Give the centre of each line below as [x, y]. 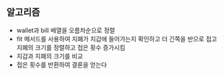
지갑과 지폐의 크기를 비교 [50, 56]
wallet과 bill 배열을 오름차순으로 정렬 [65, 30]
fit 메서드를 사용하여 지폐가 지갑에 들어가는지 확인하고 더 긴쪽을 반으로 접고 [117, 39]
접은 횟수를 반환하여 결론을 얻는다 [62, 65]
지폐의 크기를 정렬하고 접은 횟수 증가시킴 [71, 47]
